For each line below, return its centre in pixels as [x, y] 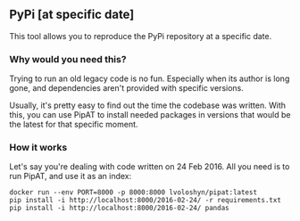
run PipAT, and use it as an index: [71, 176]
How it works [38, 148]
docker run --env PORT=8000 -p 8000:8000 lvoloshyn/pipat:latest [133, 192]
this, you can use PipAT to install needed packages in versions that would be [150, 115]
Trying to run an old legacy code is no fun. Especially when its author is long [150, 78]
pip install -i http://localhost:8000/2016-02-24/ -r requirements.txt [145, 201]
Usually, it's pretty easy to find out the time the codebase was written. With [148, 105]
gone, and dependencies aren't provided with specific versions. [126, 88]
